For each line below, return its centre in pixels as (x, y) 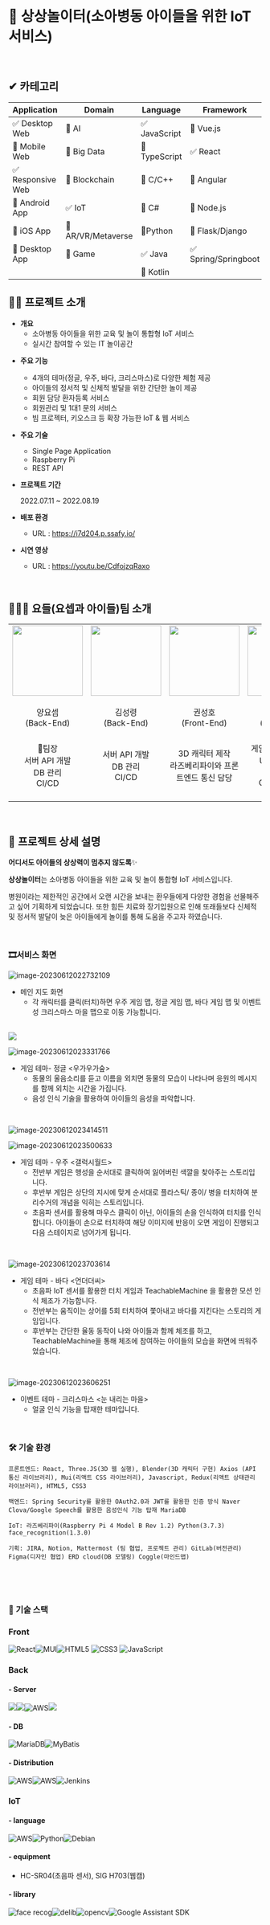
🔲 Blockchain (90, 179)
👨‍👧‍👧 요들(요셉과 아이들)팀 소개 (80, 609)
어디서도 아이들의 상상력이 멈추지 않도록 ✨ (73, 862)
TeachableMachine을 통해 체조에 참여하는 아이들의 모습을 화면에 (134, 1341)
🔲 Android (31, 202)
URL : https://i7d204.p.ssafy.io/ (84, 533)
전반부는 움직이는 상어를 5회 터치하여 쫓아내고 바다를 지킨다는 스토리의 (142, 1311)
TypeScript (161, 156)
